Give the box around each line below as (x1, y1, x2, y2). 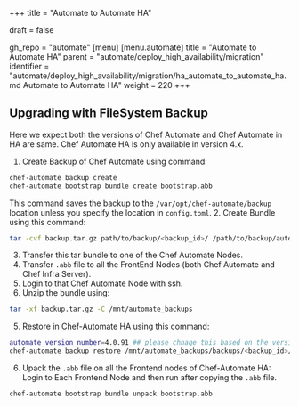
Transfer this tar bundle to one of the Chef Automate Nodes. (21, 249, 243, 261)
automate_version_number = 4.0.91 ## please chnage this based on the (9, 338, 269, 347)
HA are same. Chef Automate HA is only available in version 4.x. (9, 138, 244, 150)
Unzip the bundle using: (21, 288, 110, 298)
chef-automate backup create (9, 173, 117, 182)
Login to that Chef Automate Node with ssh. (21, 278, 183, 289)
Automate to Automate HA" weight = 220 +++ (22, 80, 190, 90)
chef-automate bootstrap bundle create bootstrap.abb (9, 182, 214, 191)
